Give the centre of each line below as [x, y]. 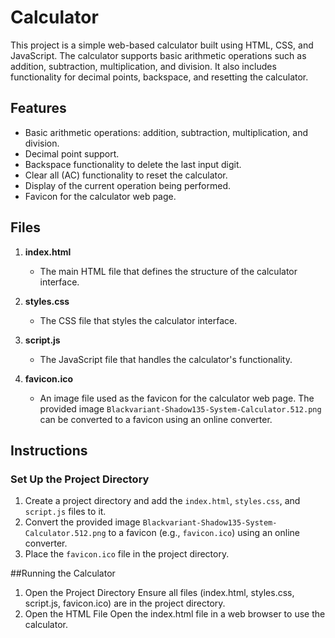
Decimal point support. [72, 153]
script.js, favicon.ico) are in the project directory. [125, 603]
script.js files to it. [65, 512]
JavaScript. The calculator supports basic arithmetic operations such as [158, 55]
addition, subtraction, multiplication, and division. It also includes [143, 66]
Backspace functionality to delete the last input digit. [133, 164]
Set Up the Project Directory [80, 479]
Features [38, 108]
